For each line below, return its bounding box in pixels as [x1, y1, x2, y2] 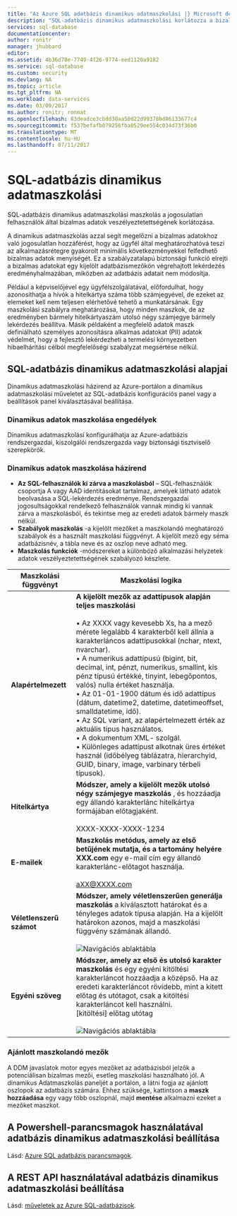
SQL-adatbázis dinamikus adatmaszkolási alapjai [7, 363, 228, 375]
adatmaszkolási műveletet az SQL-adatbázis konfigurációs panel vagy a [7, 389, 217, 398]
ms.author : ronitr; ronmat [7, 109, 87, 116]
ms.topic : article [7, 83, 61, 90]
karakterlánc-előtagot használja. [75, 862, 185, 872]
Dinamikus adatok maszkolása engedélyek [7, 415, 157, 424]
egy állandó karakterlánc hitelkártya [75, 797, 195, 807]
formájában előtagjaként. [75, 806, 159, 816]
